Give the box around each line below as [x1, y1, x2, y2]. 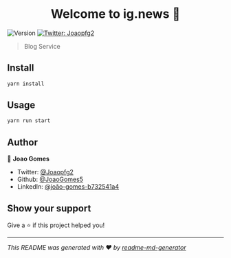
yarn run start [7, 117, 51, 124]
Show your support [7, 202, 91, 214]
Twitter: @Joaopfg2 [16, 168, 74, 176]
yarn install [7, 80, 45, 87]
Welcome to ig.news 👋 [50, 6, 181, 22]
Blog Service [23, 42, 60, 50]
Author [7, 137, 38, 148]
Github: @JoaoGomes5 [16, 175, 84, 184]
